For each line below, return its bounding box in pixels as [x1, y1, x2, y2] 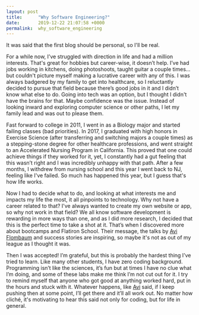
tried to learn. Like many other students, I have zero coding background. [6, 258, 183, 265]
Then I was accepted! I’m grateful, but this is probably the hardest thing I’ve [6, 252, 191, 259]
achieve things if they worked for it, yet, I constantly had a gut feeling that [6, 153, 187, 160]
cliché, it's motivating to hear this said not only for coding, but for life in [6, 296, 181, 303]
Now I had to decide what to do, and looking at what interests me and [6, 190, 176, 197]
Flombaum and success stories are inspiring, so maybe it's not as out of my [6, 234, 191, 241]
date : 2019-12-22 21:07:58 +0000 [6, 20, 105, 26]
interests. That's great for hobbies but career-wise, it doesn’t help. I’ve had [6, 59, 189, 67]
